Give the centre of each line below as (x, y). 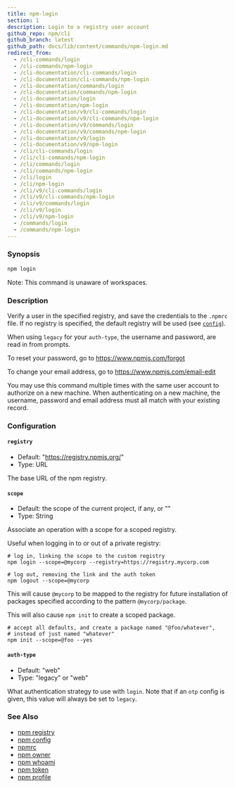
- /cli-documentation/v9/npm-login (66, 145)
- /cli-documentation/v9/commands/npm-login (80, 132)
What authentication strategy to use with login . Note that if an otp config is (116, 691)
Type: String (35, 516)
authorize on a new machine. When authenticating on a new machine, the (114, 393)
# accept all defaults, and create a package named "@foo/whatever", (112, 628)
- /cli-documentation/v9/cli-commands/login (80, 112)
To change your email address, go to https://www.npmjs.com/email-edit (112, 371)
